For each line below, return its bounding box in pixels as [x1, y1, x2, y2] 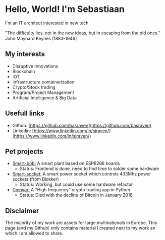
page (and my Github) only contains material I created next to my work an [5, 225, 156, 231]
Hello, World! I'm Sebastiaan [5, 3, 125, 15]
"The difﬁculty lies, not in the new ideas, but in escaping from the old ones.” [5, 30, 161, 36]
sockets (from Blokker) [12, 176, 59, 182]
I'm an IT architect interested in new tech [5, 20, 89, 26]
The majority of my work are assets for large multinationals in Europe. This [5, 220, 157, 226]
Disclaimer [5, 206, 39, 215]
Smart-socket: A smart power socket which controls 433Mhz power [12, 171, 151, 177]
